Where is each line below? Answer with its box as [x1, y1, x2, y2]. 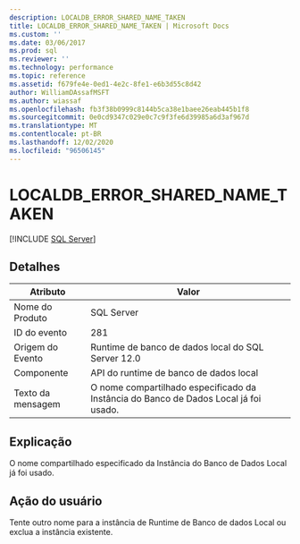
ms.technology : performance [9, 64, 114, 72]
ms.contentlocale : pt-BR [9, 130, 102, 139]
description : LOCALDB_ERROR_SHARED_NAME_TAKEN [9, 13, 186, 22]
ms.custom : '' [9, 30, 62, 38]
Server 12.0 [90, 353, 141, 365]
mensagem [13, 398, 61, 411]
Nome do [13, 301, 53, 313]
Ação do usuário [9, 493, 103, 508]
